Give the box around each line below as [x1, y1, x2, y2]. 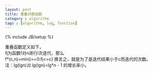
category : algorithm [5, 16, 49, 21]
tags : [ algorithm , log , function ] [5, 20, 77, 26]
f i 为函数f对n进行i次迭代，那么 [5, 50, 64, 56]
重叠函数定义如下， [5, 44, 44, 50]
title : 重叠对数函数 [5, 12, 42, 17]
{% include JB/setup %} [5, 34, 54, 40]
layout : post [5, 7, 32, 12]
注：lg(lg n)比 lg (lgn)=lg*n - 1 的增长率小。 [5, 62, 89, 68]
